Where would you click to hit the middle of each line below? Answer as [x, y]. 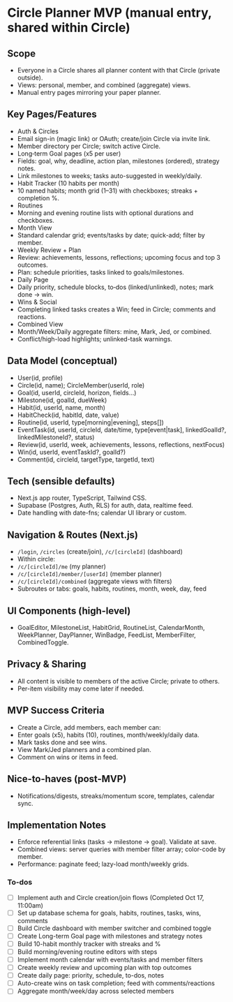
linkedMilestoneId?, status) [56, 437]
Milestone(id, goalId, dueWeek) [62, 400]
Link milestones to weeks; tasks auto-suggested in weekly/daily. [110, 175]
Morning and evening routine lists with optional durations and [105, 213]
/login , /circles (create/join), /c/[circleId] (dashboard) [100, 552]
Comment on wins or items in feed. [68, 757]
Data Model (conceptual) [62, 361]
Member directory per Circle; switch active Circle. [89, 146]
